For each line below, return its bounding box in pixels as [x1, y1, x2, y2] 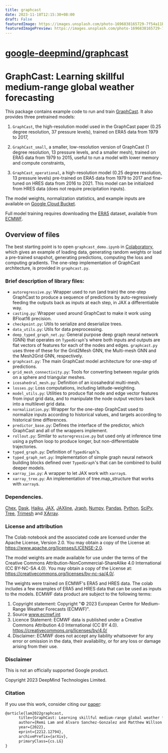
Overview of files [5, 230, 60, 239]
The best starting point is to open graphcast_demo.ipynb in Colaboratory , [5, 244, 154, 250]
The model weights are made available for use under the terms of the [5, 554, 148, 560]
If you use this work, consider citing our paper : [5, 701, 101, 707]
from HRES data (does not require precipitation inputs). [12, 186, 126, 192]
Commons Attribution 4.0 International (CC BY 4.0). [12, 622, 118, 628]
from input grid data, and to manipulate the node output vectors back [12, 396, 155, 402]
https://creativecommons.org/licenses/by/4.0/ [12, 627, 107, 633]
